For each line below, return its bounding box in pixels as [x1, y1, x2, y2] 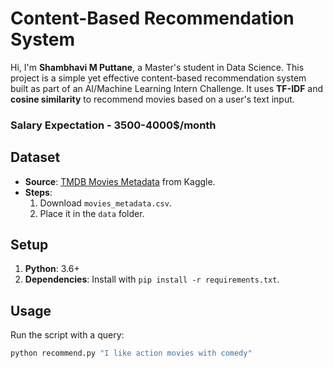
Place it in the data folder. [39, 207, 145, 219]
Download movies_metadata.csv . [39, 197, 172, 209]
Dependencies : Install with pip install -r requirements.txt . [24, 273, 280, 286]
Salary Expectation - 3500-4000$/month [10, 118, 217, 132]
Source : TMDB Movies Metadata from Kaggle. [24, 175, 216, 187]
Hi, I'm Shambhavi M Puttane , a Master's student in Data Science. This [10, 61, 305, 73]
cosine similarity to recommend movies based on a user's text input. [10, 93, 295, 105]
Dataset [10, 149, 61, 166]
